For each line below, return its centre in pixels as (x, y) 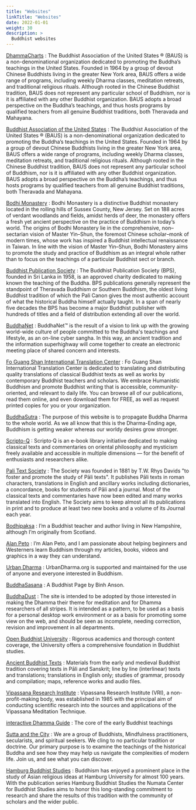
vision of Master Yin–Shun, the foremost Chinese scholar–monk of (109, 234)
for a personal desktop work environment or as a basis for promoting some (96, 615)
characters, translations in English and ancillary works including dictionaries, (98, 483)
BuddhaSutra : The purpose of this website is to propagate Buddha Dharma (97, 417)
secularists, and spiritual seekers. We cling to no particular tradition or (90, 740)
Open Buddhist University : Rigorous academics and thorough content (90, 639)
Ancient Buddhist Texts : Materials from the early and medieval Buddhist (93, 663)
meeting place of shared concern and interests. (63, 350)
